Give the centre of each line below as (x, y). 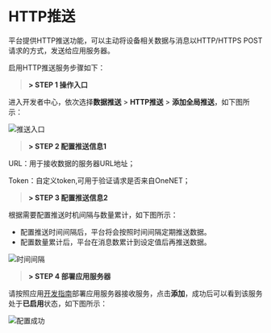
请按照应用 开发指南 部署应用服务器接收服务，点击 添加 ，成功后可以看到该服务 (135, 293)
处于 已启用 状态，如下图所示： (58, 303)
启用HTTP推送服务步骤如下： (57, 67)
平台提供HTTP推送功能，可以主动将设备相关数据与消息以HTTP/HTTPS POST (135, 40)
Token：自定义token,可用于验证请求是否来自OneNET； (99, 180)
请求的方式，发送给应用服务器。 (61, 50)
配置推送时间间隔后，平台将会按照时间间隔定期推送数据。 (115, 231)
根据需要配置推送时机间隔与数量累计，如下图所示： (93, 214)
